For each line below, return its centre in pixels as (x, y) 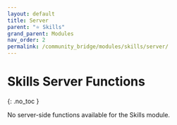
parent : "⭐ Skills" (36, 27)
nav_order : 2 (26, 40)
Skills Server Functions (77, 82)
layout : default (31, 14)
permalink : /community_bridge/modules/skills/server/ (88, 47)
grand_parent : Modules (41, 34)
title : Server (28, 20)
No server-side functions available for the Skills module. (89, 114)
